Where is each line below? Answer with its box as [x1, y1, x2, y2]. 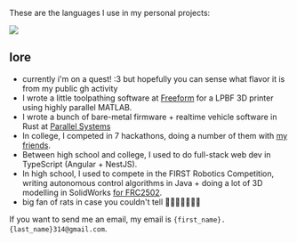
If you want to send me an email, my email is [9, 214, 172, 224]
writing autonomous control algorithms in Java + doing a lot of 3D [21, 177, 263, 188]
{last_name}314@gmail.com [9, 224, 105, 234]
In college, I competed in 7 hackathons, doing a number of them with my [21, 130, 288, 141]
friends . [21, 140, 52, 150]
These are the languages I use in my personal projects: [9, 8, 211, 18]
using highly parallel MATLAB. [21, 101, 132, 112]
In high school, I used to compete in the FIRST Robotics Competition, [21, 168, 275, 179]
